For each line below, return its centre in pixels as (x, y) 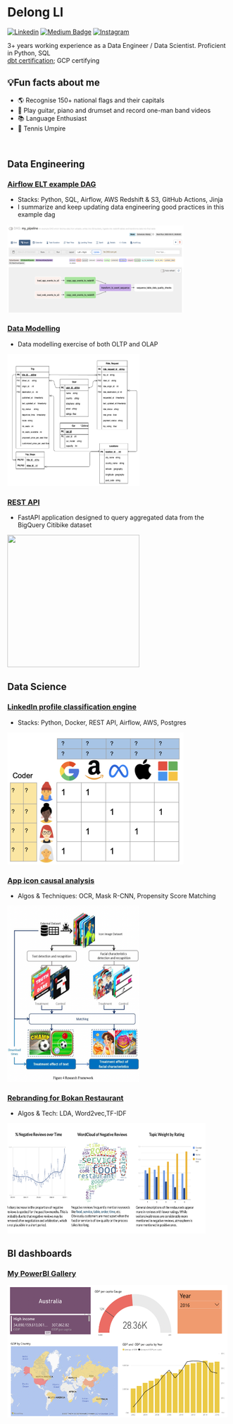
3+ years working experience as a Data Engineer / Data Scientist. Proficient (117, 45)
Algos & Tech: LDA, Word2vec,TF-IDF (72, 1114)
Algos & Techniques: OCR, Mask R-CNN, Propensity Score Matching (116, 896)
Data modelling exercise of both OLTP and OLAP (88, 344)
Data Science (37, 687)
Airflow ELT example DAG (52, 184)
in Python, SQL (29, 53)
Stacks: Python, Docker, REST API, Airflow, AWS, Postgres (102, 722)
